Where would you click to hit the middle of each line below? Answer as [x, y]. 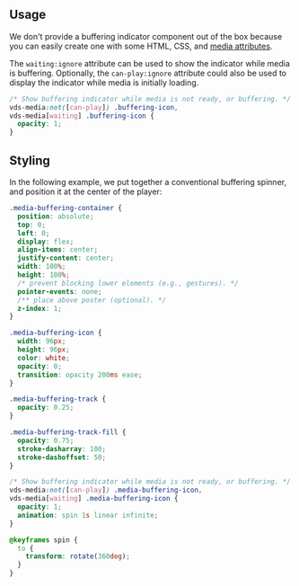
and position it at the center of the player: [86, 191]
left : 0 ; [34, 233]
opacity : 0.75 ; [46, 440]
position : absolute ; [56, 216]
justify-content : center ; [66, 258]
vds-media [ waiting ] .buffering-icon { [82, 116]
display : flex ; [46, 242]
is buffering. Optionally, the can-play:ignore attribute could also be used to [148, 73]
